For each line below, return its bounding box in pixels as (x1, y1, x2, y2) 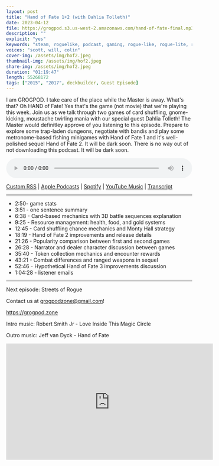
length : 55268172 (6, 74, 49, 80)
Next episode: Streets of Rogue (6, 286, 83, 293)
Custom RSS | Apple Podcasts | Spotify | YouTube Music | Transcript (6, 183, 173, 190)
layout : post (6, 8, 38, 15)
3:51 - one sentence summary (14, 206, 87, 213)
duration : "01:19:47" (6, 69, 60, 75)
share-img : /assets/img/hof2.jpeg (6, 63, 91, 70)
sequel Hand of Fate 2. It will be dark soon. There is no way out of (28, 140, 189, 147)
